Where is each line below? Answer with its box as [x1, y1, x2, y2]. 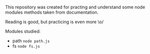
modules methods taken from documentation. [5, 9, 99, 15]
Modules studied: [5, 28, 41, 34]
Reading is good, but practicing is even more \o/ [5, 19, 104, 25]
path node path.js [12, 38, 50, 44]
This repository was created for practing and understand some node [5, 4, 146, 10]
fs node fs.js [12, 43, 40, 49]
